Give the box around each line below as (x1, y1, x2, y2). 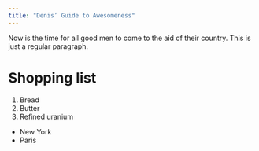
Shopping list (8, 68, 97, 87)
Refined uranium (19, 112, 73, 121)
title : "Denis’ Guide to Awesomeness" (8, 11, 135, 20)
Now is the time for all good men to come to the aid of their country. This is (8, 33, 251, 42)
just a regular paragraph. (8, 41, 89, 51)
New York (19, 127, 52, 136)
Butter (19, 103, 40, 112)
